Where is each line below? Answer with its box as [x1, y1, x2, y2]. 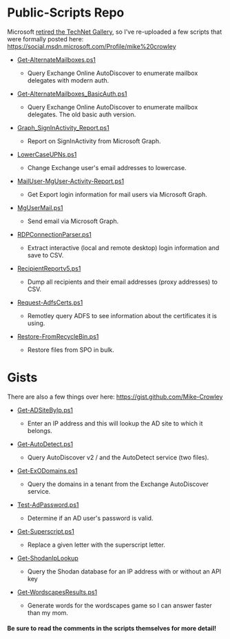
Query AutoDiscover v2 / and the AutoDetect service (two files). [27, 453, 209, 461]
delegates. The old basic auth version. [27, 110, 136, 118]
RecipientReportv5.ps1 [17, 264, 81, 273]
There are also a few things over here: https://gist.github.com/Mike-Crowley [7, 392, 223, 401]
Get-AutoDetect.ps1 [17, 439, 74, 448]
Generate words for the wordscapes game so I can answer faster [27, 601, 212, 609]
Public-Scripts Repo [7, 5, 125, 21]
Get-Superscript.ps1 [17, 527, 74, 535]
